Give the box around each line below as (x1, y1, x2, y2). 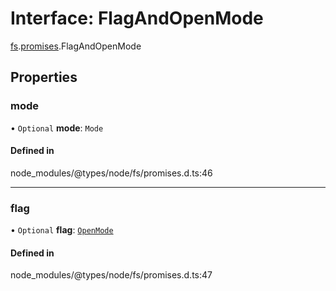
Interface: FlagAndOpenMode (10, 7, 264, 30)
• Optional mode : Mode (10, 122, 104, 134)
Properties (10, 69, 78, 86)
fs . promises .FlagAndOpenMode (10, 40, 142, 52)
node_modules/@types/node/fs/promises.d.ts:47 (10, 269, 213, 281)
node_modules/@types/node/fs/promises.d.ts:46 (10, 167, 213, 179)
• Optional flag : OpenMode (10, 224, 114, 236)
